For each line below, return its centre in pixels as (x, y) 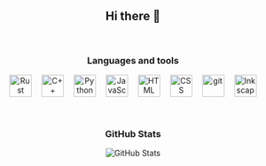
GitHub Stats (133, 134)
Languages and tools (133, 60)
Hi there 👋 (133, 16)
